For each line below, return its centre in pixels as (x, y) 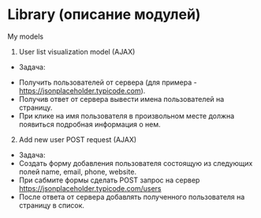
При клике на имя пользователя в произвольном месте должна (127, 115)
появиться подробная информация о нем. (89, 124)
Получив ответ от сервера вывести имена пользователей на (121, 99)
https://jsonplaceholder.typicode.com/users (90, 188)
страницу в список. (51, 205)
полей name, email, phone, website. (78, 171)
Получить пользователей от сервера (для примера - (108, 82)
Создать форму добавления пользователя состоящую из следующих (136, 163)
